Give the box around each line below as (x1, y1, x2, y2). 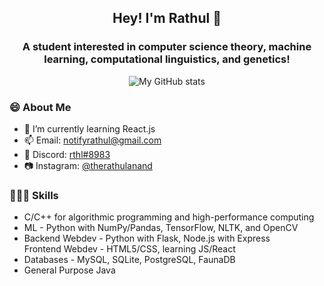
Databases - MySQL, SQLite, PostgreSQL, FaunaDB (23, 254, 236, 266)
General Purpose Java (23, 264, 116, 276)
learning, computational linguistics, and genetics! (43, 52, 291, 66)
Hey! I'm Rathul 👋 (112, 10, 222, 27)
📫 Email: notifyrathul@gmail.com (23, 134, 162, 146)
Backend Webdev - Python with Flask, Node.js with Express (23, 232, 271, 245)
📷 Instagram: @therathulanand (23, 159, 153, 171)
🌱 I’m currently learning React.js (23, 122, 156, 135)
